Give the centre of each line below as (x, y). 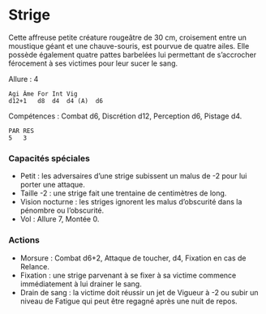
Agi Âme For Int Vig (43, 94)
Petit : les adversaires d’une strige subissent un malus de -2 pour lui (133, 176)
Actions (24, 240)
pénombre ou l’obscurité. (62, 211)
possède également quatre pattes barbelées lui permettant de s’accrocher (133, 54)
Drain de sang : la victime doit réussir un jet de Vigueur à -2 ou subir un (139, 292)
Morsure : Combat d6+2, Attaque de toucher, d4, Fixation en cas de (133, 258)
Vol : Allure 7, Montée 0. (60, 219)
